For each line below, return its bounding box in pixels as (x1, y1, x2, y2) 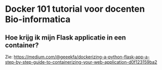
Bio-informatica (5, 14, 71, 25)
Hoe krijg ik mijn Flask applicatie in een (5, 33, 126, 42)
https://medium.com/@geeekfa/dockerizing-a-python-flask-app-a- (14, 54, 150, 60)
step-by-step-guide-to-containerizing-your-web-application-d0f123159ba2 (5, 59, 158, 65)
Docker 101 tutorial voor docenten (5, 3, 145, 15)
